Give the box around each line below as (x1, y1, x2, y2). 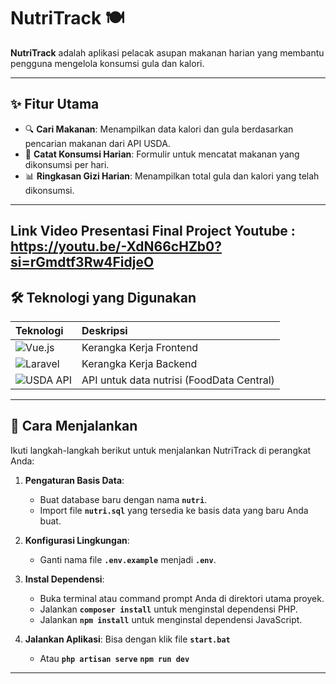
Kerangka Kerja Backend (81, 356, 198, 370)
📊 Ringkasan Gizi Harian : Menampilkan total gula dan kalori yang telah (24, 170, 320, 182)
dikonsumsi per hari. (24, 158, 110, 170)
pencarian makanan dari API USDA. (24, 137, 171, 149)
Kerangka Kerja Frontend (81, 340, 199, 354)
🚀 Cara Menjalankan (10, 418, 138, 435)
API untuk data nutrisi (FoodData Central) (81, 373, 275, 387)
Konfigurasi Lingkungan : (24, 534, 130, 546)
